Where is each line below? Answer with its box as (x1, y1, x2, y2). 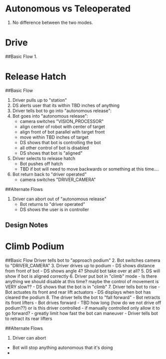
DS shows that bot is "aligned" (19, 150, 83, 156)
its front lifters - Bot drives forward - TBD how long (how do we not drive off (5, 300, 162, 306)
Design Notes (5, 221, 48, 229)
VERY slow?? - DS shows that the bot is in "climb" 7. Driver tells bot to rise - (5, 284, 161, 290)
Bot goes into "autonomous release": (12, 113, 88, 119)
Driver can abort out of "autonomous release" (12, 195, 107, 202)
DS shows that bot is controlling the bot (19, 139, 101, 145)
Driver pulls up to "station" (12, 97, 67, 103)
